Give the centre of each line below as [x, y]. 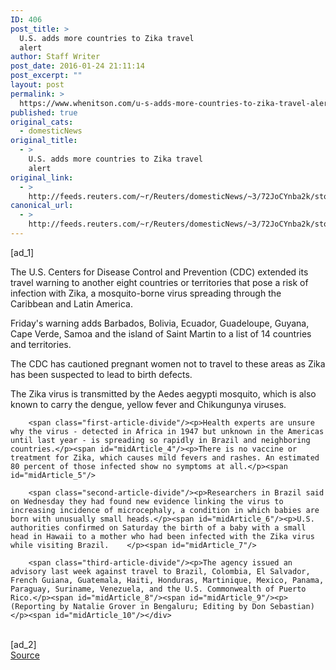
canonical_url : [42, 206]
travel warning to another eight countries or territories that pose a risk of [159, 282]
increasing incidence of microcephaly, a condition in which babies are [165, 510]
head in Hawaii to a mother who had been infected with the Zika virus [162, 536]
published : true [44, 112]
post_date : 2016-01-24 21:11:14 [77, 66]
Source [25, 655]
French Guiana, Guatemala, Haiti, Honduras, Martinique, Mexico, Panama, [167, 580]
